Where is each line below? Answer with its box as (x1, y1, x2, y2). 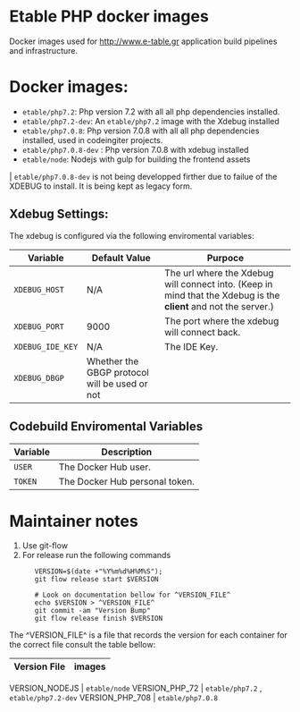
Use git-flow (21, 540, 69, 551)
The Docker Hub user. (58, 461, 152, 473)
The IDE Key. (164, 340, 219, 352)
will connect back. (164, 326, 241, 338)
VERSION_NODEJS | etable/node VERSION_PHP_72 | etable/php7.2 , (9, 682, 262, 694)
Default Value (91, 251, 151, 264)
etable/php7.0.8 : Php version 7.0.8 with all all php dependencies (21, 125, 260, 136)
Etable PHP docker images (9, 6, 210, 27)
